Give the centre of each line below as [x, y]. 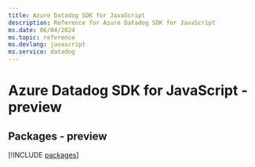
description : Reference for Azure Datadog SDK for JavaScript [112, 23]
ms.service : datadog [42, 52]
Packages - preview [58, 136]
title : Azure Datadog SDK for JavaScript [77, 15]
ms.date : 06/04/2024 [42, 30]
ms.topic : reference [42, 37]
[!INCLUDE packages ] [44, 155]
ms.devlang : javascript [47, 45]
